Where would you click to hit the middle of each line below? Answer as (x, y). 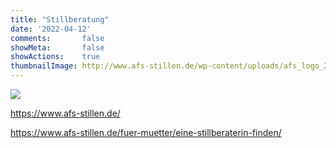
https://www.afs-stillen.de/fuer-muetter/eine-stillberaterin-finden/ (146, 132)
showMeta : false (57, 47)
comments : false (57, 38)
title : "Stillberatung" (60, 19)
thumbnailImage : (44, 66)
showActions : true (55, 57)
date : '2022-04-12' (51, 29)
